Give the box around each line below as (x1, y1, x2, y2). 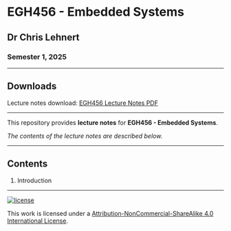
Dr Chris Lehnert (7, 32, 80, 43)
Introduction (16, 176, 52, 184)
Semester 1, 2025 (7, 52, 67, 62)
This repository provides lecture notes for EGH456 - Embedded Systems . (7, 118, 219, 127)
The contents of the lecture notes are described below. (7, 132, 163, 140)
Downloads (7, 80, 57, 93)
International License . (7, 217, 69, 225)
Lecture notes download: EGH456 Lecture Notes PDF (7, 99, 158, 107)
